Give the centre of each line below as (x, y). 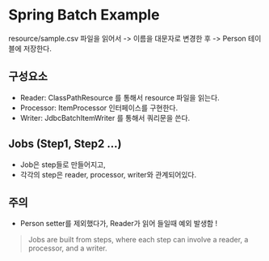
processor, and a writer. (67, 248)
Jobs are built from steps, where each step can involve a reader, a (138, 240)
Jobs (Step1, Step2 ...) (65, 144)
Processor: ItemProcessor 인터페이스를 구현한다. (99, 108)
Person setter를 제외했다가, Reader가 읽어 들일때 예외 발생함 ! (119, 224)
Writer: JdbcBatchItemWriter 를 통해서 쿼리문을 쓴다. (105, 118)
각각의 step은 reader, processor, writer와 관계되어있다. (108, 174)
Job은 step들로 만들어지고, (63, 165)
